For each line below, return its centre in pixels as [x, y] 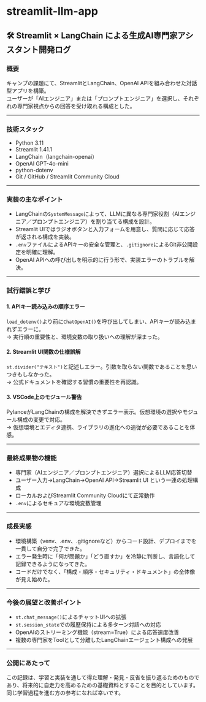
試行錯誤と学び [29, 291]
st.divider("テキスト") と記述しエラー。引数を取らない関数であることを [97, 367]
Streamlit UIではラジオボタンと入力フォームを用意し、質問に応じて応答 [105, 229]
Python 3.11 [29, 143]
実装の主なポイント [35, 199]
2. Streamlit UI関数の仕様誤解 [44, 352]
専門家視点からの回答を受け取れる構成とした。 [76, 106]
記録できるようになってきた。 [53, 564]
